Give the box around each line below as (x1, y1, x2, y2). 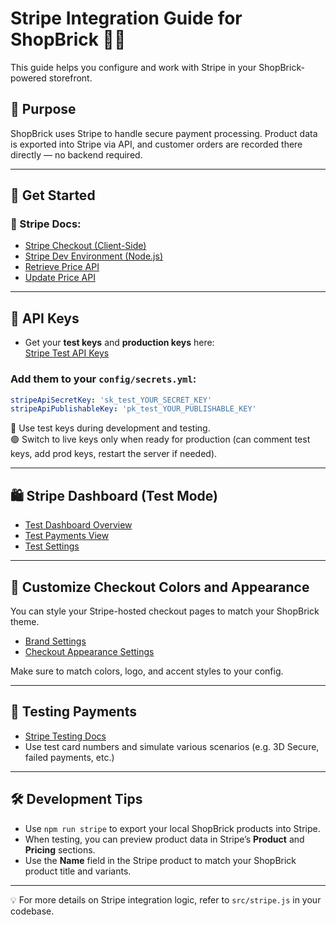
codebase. (10, 905, 55, 917)
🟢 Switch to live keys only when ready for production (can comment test (10, 433, 311, 446)
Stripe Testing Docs (24, 730, 107, 742)
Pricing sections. (24, 843, 96, 856)
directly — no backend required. (10, 148, 143, 161)
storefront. (48, 72, 93, 84)
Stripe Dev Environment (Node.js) (24, 250, 163, 262)
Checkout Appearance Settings (24, 645, 155, 657)
